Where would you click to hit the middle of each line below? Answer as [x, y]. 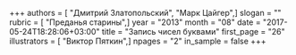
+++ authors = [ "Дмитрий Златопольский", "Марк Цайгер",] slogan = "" [145, 13]
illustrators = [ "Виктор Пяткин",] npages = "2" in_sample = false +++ [138, 41]
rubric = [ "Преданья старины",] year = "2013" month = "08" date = [135, 22]
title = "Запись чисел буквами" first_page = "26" [194, 31]
